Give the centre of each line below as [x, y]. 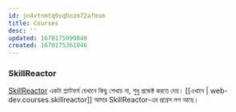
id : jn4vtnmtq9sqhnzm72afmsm [57, 16]
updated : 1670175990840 [48, 38]
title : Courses [34, 23]
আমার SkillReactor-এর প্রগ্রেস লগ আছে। [146, 100]
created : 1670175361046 [48, 46]
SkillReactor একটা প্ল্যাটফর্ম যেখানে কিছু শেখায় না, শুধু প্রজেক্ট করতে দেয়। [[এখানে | [108, 91]
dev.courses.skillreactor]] [50, 100]
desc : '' [23, 30]
